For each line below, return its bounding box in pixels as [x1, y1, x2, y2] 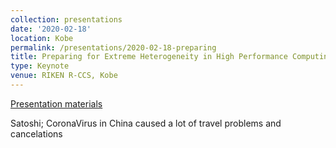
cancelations [10, 127, 63, 140]
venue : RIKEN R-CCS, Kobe [10, 71, 118, 81]
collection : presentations [10, 14, 123, 25]
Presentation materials [10, 97, 103, 110]
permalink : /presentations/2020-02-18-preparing [10, 42, 217, 53]
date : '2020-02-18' [10, 24, 92, 34]
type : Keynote [10, 61, 70, 71]
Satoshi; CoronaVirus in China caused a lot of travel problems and [10, 117, 282, 129]
